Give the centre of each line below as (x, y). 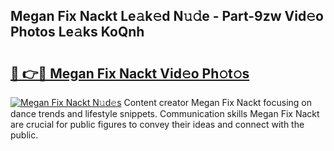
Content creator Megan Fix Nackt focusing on (218, 102)
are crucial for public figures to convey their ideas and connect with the (157, 124)
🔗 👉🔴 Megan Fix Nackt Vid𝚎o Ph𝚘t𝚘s (130, 73)
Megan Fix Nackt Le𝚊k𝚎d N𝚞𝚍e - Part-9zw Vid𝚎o (167, 16)
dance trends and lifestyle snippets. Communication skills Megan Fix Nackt (165, 113)
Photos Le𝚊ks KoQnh (77, 32)
